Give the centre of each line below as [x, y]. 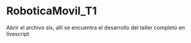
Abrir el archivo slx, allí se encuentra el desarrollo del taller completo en [96, 27]
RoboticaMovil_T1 [52, 11]
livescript [18, 33]
